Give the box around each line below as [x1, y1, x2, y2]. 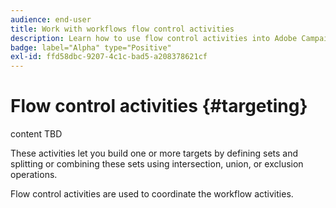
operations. [10, 169, 58, 181]
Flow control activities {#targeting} [10, 95, 308, 118]
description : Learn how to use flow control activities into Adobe [10, 33, 298, 43]
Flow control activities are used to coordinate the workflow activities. [10, 188, 294, 200]
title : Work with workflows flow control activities [10, 24, 235, 34]
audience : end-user [10, 14, 92, 25]
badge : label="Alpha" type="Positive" [10, 42, 172, 53]
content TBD [10, 128, 63, 140]
